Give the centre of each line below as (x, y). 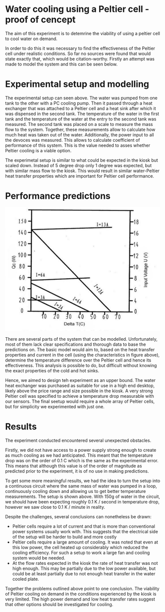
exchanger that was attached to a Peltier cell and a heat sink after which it (81, 108)
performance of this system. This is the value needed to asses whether (78, 145)
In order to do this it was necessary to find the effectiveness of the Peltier (80, 48)
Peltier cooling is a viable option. (38, 150)
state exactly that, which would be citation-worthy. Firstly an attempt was (80, 59)
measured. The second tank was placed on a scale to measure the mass (79, 124)
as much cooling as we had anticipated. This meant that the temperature (79, 455)
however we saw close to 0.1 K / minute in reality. (55, 507)
